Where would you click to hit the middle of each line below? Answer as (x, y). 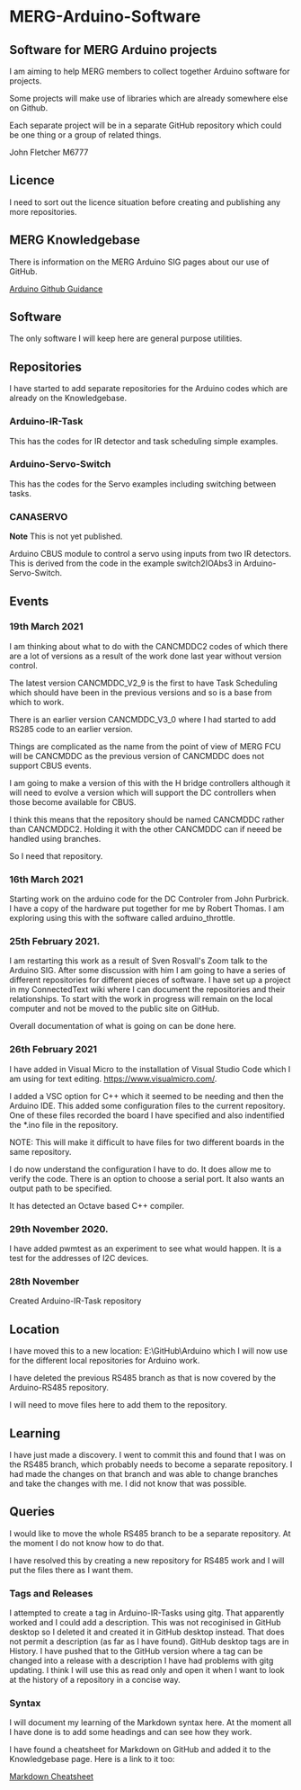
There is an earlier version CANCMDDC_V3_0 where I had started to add (143, 719)
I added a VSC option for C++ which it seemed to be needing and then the (147, 1096)
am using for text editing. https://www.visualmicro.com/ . (113, 1078)
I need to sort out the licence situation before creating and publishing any (145, 202)
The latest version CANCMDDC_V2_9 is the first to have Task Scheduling (143, 683)
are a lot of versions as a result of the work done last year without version (146, 656)
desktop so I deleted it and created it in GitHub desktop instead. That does (147, 1632)
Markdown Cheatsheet (52, 1777)
